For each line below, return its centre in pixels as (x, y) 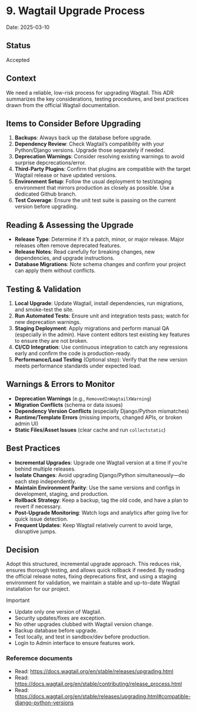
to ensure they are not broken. (51, 341)
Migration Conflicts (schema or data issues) (69, 405)
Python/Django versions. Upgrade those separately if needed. (90, 150)
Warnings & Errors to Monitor (61, 384)
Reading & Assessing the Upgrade (70, 225)
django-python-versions (44, 703)
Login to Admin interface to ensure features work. (75, 643)
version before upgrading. (46, 207)
